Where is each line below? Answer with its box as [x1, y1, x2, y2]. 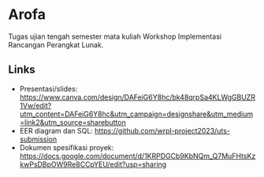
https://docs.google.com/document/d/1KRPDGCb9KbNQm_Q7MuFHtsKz [19, 151, 256, 160]
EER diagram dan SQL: [19, 126, 93, 135]
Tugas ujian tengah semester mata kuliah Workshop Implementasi [8, 32, 222, 41]
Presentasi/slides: [19, 84, 78, 93]
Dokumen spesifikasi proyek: [19, 142, 114, 152]
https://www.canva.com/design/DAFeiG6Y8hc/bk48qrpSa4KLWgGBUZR [19, 92, 256, 102]
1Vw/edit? [19, 100, 52, 110]
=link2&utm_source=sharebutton [19, 117, 126, 127]
